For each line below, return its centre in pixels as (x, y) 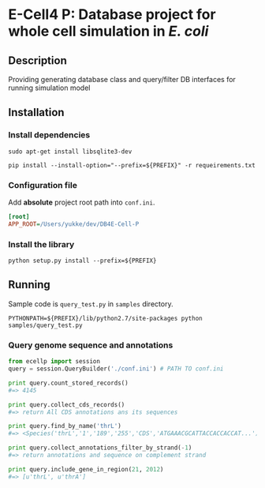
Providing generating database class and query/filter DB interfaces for (122, 79)
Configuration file (43, 185)
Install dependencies (49, 135)
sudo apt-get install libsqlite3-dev (70, 152)
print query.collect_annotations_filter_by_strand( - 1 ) (100, 448)
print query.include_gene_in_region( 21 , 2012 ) (86, 469)
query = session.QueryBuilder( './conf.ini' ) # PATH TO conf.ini (116, 369)
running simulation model (49, 88)
